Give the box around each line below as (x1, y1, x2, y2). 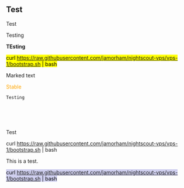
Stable (6, 83, 22, 90)
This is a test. (6, 158, 39, 165)
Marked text (6, 71, 35, 78)
